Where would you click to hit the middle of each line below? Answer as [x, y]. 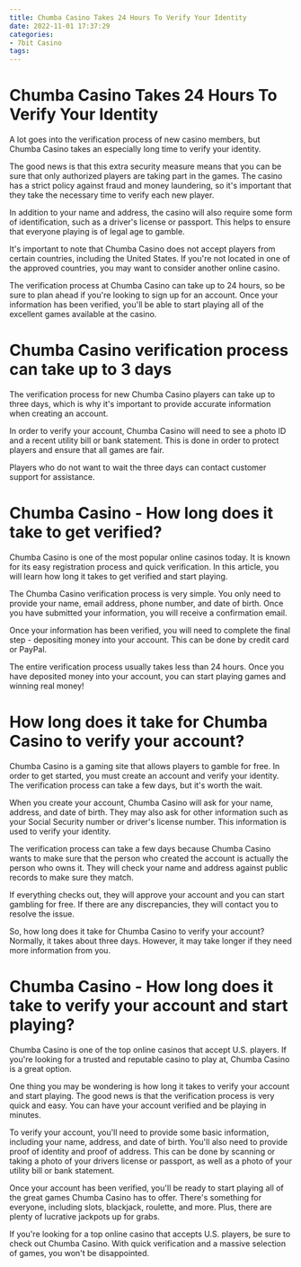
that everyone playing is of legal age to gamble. [97, 232]
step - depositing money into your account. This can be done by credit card [149, 640]
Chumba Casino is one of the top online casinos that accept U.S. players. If [148, 1050]
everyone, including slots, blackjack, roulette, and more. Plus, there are [141, 1207]
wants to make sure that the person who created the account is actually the [149, 858]
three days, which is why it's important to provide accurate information [140, 404]
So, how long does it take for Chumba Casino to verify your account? [137, 931]
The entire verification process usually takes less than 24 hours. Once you [147, 667]
